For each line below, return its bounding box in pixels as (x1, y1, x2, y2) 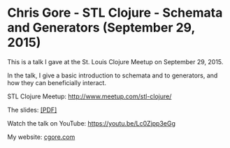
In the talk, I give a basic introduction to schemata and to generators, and (7, 71, 218, 80)
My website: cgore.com (7, 133, 76, 141)
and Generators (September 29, (7, 20, 196, 36)
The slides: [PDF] (7, 105, 57, 114)
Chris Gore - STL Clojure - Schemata (7, 5, 223, 21)
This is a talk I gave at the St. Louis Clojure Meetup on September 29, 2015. (7, 57, 224, 66)
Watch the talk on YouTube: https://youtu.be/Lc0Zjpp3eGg (7, 119, 176, 127)
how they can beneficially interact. (7, 78, 107, 87)
